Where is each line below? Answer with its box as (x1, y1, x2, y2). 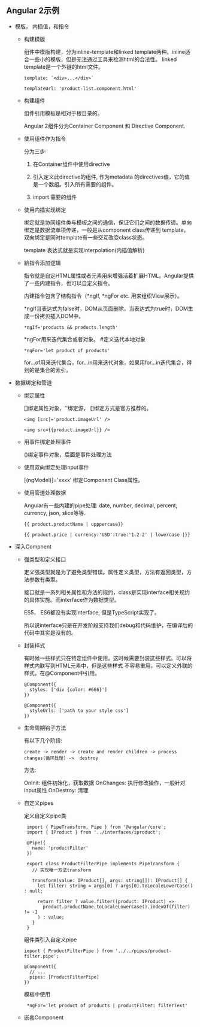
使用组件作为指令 (23, 135, 66, 142)
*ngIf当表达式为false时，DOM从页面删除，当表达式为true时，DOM (23, 305, 189, 312)
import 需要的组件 (32, 193, 77, 201)
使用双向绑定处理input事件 (23, 463, 89, 471)
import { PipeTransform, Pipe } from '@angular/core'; (26, 824, 166, 830)
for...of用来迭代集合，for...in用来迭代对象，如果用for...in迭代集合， (23, 359, 187, 366)
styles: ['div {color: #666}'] (29, 686, 108, 693)
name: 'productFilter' (32, 845, 89, 851)
